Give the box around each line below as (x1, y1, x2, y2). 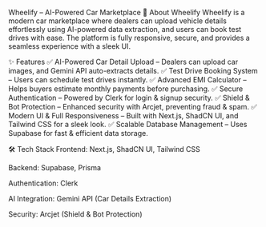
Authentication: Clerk (8, 178, 79, 188)
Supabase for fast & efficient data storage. (8, 129, 148, 137)
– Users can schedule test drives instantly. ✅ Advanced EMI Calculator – (8, 75, 247, 84)
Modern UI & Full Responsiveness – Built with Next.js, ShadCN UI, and (8, 111, 239, 120)
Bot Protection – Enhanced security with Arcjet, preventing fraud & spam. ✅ (8, 102, 258, 111)
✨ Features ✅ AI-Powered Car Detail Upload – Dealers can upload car (8, 57, 239, 66)
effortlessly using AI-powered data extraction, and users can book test (8, 25, 242, 34)
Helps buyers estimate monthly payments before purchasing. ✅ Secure (8, 84, 244, 94)
